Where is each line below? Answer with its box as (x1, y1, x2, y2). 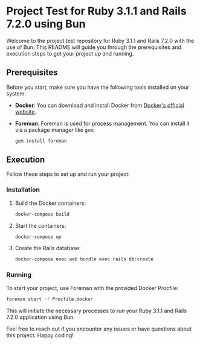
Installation (6, 185, 40, 194)
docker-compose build (15, 211, 69, 217)
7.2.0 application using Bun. (6, 313, 76, 321)
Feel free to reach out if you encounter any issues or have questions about (6, 325, 192, 332)
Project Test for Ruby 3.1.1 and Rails (6, 4, 187, 18)
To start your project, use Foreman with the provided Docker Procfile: (6, 284, 179, 291)
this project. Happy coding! (6, 331, 74, 339)
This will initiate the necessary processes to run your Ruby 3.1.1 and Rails (6, 307, 187, 314)
